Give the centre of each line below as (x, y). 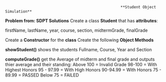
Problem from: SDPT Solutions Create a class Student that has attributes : (82, 21)
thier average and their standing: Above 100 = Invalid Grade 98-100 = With (81, 64)
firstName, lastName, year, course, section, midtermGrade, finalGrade (76, 30)
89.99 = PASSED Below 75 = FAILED (42, 75)
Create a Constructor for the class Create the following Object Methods (80, 40)
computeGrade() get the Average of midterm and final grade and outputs (80, 59)
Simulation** (19, 11)
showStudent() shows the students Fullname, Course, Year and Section (79, 49)
